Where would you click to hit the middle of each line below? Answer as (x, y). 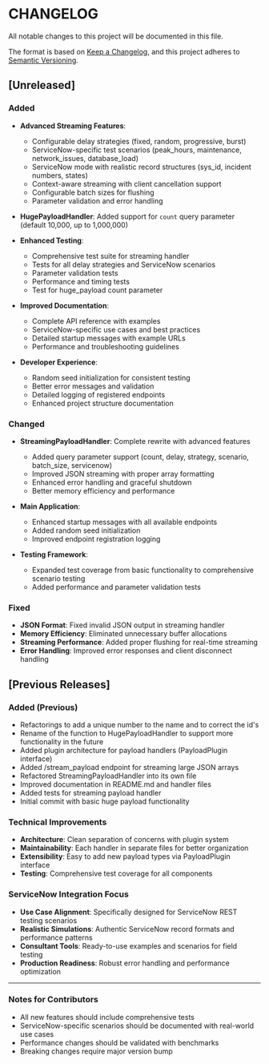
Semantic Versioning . (43, 60)
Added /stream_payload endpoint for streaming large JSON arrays (129, 767)
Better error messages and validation (93, 386)
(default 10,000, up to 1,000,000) (74, 224)
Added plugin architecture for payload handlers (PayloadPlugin (124, 750)
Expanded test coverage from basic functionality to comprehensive (143, 570)
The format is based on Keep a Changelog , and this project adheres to (124, 51)
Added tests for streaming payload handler (90, 792)
